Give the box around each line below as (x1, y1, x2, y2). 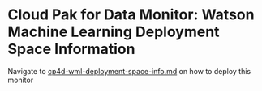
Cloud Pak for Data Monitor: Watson (7, 6, 255, 24)
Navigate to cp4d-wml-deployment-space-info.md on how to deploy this (7, 66, 251, 76)
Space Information (7, 40, 135, 58)
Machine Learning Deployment (7, 23, 220, 41)
